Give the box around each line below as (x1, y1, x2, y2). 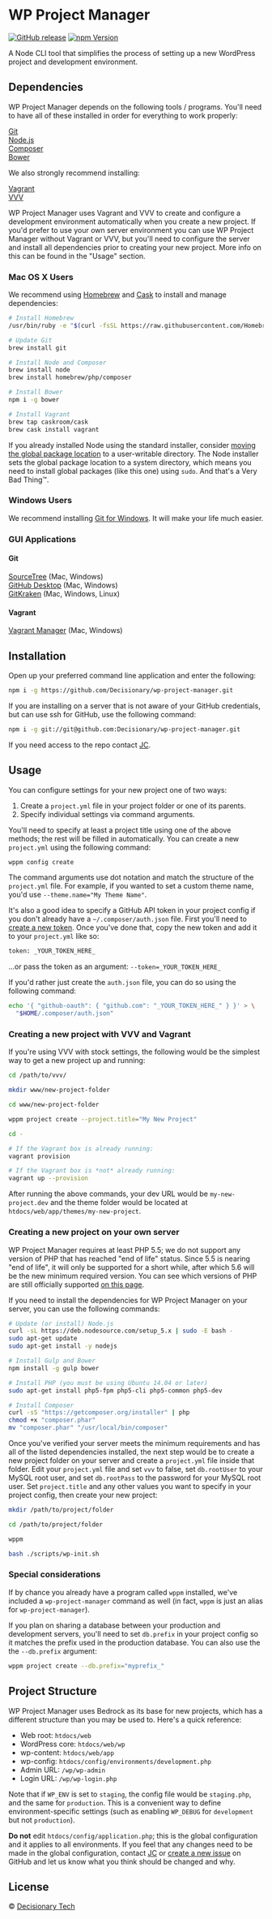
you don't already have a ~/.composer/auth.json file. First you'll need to (8, 914, 247, 924)
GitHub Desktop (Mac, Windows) (8, 580, 119, 590)
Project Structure (8, 1685, 97, 1698)
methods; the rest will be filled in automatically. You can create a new (8, 833, 240, 843)
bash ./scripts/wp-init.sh (8, 1550, 100, 1558)
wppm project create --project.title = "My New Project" (8, 1115, 198, 1123)
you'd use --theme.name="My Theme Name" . (8, 890, 147, 900)
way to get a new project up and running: (8, 1056, 146, 1065)
